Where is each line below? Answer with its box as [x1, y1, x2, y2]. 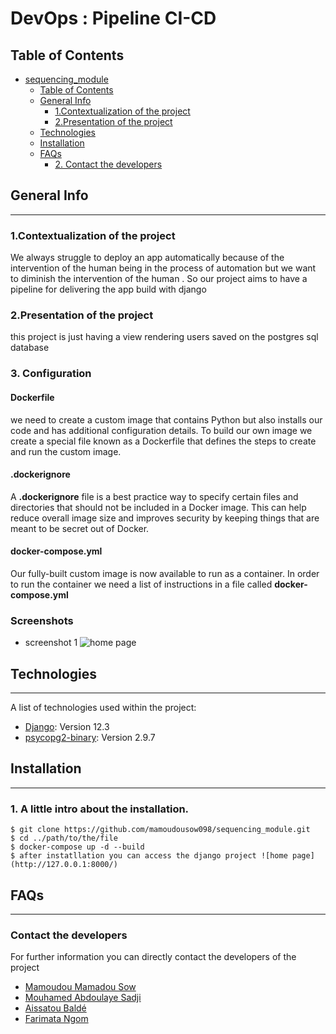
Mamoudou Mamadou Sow [24, 981, 137, 993]
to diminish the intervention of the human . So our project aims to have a [10, 273, 308, 285]
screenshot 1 [24, 637, 78, 649]
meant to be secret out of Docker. [10, 522, 150, 534]
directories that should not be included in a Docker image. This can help [10, 501, 307, 513]
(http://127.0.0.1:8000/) [10, 860, 118, 870]
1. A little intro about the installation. [10, 802, 190, 816]
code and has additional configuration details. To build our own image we [10, 424, 313, 436]
